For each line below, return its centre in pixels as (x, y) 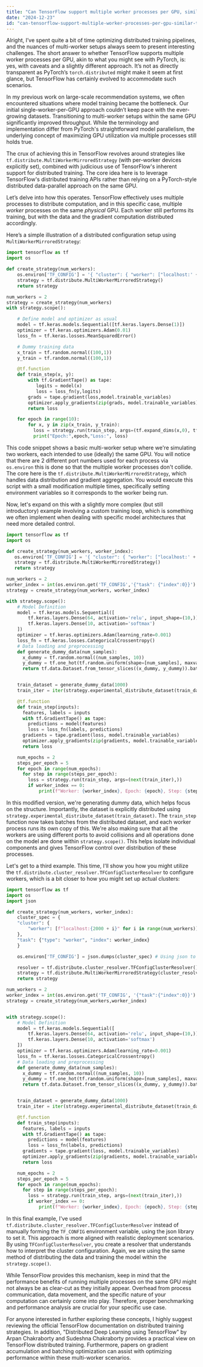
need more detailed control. (41, 523)
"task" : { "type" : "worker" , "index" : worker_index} (83, 940)
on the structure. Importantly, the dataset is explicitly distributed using (94, 809)
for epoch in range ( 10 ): (48, 419)
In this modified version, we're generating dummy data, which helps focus (98, 803)
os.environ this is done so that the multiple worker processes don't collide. (99, 467)
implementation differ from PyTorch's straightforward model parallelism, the (101, 129)
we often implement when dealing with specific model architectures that (96, 517)
